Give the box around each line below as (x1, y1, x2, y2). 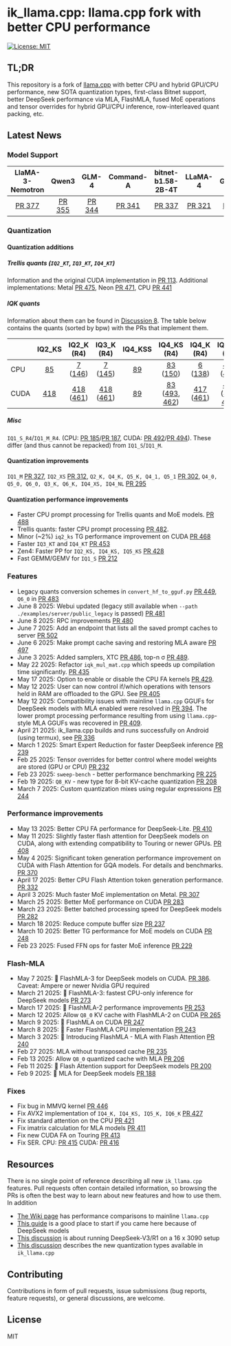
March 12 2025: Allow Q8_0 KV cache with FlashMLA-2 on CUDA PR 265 (16, 1011, 221, 1019)
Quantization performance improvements (7, 495, 129, 503)
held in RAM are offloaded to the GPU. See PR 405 (16, 689, 160, 697)
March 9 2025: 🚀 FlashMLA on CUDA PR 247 (16, 1018, 144, 1026)
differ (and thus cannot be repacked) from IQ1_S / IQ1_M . (7, 441, 163, 449)
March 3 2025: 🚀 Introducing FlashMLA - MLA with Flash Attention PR (16, 1033, 215, 1041)
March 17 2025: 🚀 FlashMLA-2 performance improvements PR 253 (16, 1003, 206, 1012)
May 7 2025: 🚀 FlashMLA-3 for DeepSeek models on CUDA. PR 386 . (16, 975, 211, 983)
